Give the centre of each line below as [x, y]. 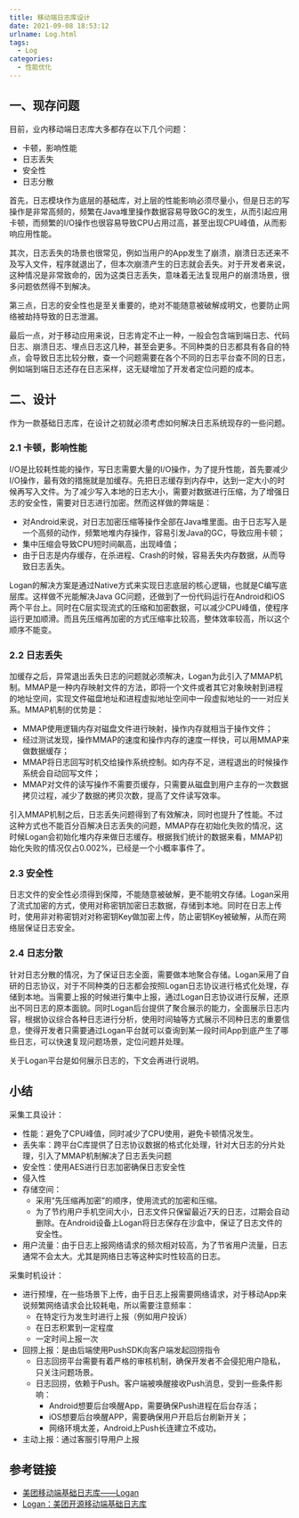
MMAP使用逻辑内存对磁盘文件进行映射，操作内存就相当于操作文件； [147, 729]
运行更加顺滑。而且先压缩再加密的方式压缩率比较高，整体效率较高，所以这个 [149, 618]
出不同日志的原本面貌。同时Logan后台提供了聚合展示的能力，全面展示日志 [145, 1008]
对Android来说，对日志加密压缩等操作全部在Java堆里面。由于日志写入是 [154, 521]
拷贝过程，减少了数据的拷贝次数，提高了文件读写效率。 [123, 796]
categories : [31, 59]
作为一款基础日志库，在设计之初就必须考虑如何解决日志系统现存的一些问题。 [149, 423]
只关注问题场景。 [67, 1372]
